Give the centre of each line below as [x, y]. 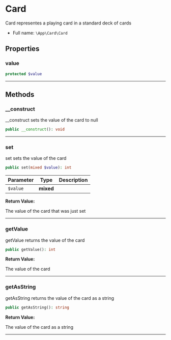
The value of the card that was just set [46, 211]
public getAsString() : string [37, 307]
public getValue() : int [31, 249]
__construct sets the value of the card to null [52, 120]
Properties [22, 49]
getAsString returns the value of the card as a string [60, 298]
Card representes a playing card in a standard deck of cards [68, 23]
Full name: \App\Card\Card [40, 33]
